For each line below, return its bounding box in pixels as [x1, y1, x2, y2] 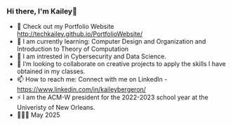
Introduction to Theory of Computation [16, 45, 129, 53]
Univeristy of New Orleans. [16, 103, 95, 112]
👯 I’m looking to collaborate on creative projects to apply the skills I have [16, 60, 226, 68]
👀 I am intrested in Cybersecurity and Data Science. [16, 52, 166, 61]
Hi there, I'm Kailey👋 [6, 6, 78, 16]
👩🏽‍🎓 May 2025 [16, 111, 60, 119]
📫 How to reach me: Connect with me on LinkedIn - [16, 75, 168, 84]
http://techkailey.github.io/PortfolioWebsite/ [16, 30, 143, 38]
